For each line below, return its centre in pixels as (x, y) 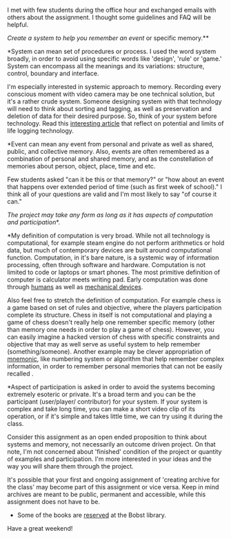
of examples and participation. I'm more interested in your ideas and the (109, 459)
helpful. (18, 24)
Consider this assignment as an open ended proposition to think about (107, 437)
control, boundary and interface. (53, 73)
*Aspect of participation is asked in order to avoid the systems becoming (111, 387)
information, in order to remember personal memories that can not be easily (115, 366)
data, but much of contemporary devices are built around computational (110, 250)
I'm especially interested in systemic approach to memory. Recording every (114, 87)
